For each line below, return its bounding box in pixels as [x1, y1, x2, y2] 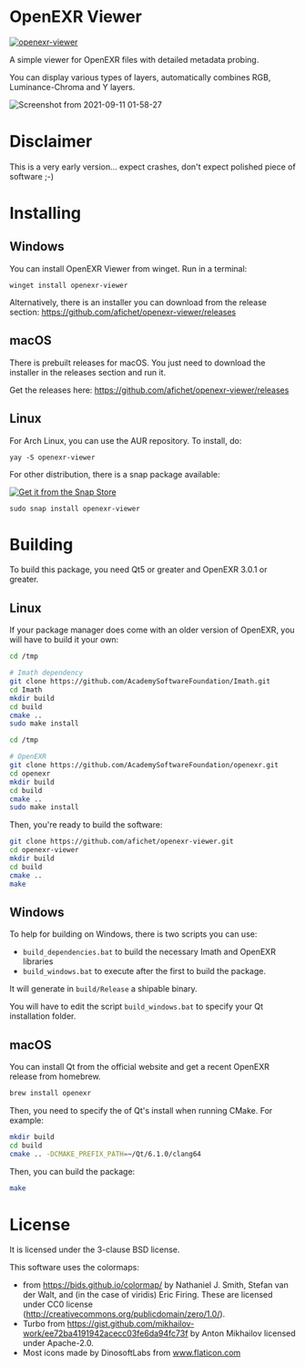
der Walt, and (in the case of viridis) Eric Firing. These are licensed [22, 1290, 273, 1300]
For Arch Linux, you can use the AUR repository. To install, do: [9, 435, 242, 446]
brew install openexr [9, 1089, 92, 1098]
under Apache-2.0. [22, 1338, 94, 1349]
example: [9, 1115, 44, 1125]
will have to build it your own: [9, 634, 119, 645]
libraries [22, 956, 54, 967]
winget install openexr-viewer [9, 281, 128, 290]
